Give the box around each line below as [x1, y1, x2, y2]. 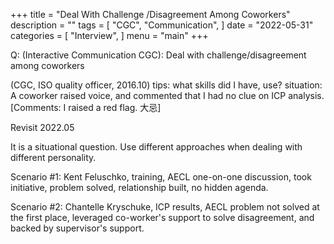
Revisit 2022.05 [10, 122, 75, 133]
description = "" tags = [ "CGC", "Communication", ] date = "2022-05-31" [10, 19, 314, 31]
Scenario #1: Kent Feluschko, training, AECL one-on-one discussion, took [10, 171, 312, 183]
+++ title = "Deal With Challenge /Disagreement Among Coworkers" [10, 9, 291, 20]
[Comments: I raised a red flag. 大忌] [10, 102, 162, 113]
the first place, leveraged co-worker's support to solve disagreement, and [10, 212, 315, 223]
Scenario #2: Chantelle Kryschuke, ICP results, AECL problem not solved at [10, 201, 320, 213]
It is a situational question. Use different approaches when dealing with [10, 141, 303, 153]
